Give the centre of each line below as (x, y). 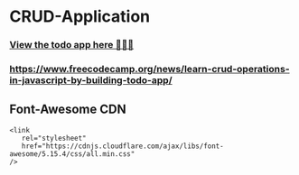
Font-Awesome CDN (68, 110)
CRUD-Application (80, 17)
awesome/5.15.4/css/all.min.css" (72, 154)
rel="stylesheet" (54, 138)
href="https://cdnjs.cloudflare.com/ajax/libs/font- (122, 146)
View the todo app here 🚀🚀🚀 (71, 45)
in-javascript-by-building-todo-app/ (91, 80)
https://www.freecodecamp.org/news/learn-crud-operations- (150, 69)
